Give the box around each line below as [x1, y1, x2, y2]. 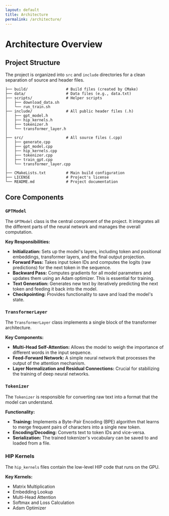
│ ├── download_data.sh [5, 100, 59, 105]
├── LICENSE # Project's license [5, 175, 109, 180]
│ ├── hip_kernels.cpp [5, 149, 57, 154]
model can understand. [5, 399, 54, 405]
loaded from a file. [12, 440, 51, 446]
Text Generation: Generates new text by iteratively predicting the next [12, 280, 158, 287]
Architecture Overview [5, 38, 103, 50]
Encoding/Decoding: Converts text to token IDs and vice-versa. [12, 429, 146, 435]
